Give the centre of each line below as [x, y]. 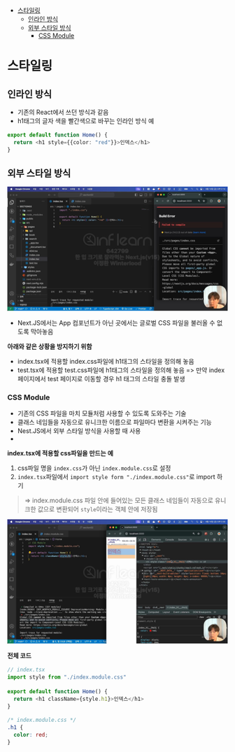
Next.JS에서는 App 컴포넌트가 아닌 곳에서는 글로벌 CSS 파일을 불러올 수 [116, 322]
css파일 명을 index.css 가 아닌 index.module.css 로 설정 [94, 468]
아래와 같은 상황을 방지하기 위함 [50, 346]
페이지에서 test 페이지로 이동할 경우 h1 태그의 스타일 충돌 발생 [101, 378]
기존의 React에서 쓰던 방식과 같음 [63, 112]
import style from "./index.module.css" [67, 677]
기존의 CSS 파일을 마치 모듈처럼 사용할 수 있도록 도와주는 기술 [102, 413]
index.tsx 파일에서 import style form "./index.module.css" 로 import [116, 477]
